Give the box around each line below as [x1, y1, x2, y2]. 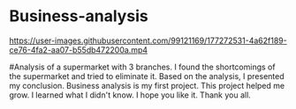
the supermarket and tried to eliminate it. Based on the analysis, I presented [9, 70, 285, 81]
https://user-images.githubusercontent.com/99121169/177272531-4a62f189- [9, 35, 287, 46]
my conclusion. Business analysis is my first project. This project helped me [9, 80, 285, 91]
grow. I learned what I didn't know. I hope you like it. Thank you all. [9, 90, 252, 100]
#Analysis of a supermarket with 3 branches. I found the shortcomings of [9, 62, 276, 72]
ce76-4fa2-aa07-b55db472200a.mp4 [9, 44, 148, 54]
